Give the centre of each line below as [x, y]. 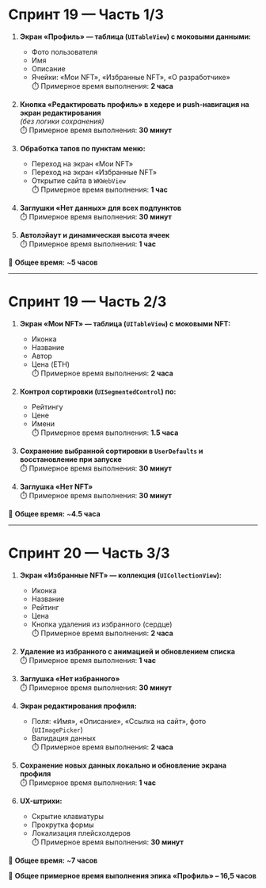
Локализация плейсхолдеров [81, 833]
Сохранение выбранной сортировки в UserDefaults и [111, 451]
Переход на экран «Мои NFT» [82, 163]
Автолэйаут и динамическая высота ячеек [95, 234]
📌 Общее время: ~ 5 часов [53, 262]
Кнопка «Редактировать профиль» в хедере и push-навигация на [134, 104]
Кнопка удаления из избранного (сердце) [102, 624]
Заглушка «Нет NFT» [56, 486]
